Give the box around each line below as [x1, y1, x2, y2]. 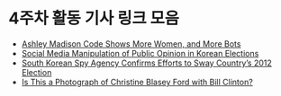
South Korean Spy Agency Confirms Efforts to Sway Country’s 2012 [21, 57, 272, 68]
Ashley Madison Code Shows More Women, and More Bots [21, 38, 241, 49]
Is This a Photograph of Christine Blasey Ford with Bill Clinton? [21, 76, 253, 87]
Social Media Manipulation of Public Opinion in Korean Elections [21, 48, 259, 58]
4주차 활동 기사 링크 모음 [8, 8, 180, 29]
